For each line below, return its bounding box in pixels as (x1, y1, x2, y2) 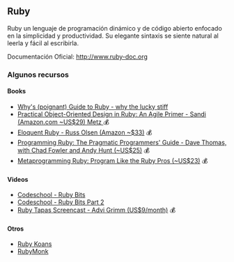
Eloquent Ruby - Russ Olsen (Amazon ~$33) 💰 (17, 128, 153, 137)
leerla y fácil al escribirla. (7, 38, 79, 47)
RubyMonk (17, 247, 49, 256)
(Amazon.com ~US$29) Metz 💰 (17, 118, 109, 126)
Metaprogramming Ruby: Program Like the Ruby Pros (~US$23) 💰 (17, 156, 208, 164)
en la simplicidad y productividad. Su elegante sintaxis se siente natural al (7, 31, 219, 40)
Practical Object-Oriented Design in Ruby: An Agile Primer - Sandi (17, 109, 207, 118)
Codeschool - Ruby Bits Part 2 (17, 198, 104, 206)
